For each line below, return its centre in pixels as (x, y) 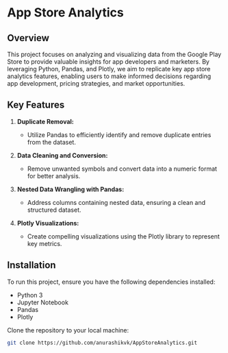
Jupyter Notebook (42, 302)
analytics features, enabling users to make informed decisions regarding (109, 76)
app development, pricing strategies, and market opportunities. (96, 83)
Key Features (36, 105)
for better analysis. (54, 175)
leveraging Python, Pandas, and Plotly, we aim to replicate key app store (109, 69)
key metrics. (45, 243)
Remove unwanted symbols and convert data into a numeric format (122, 169)
